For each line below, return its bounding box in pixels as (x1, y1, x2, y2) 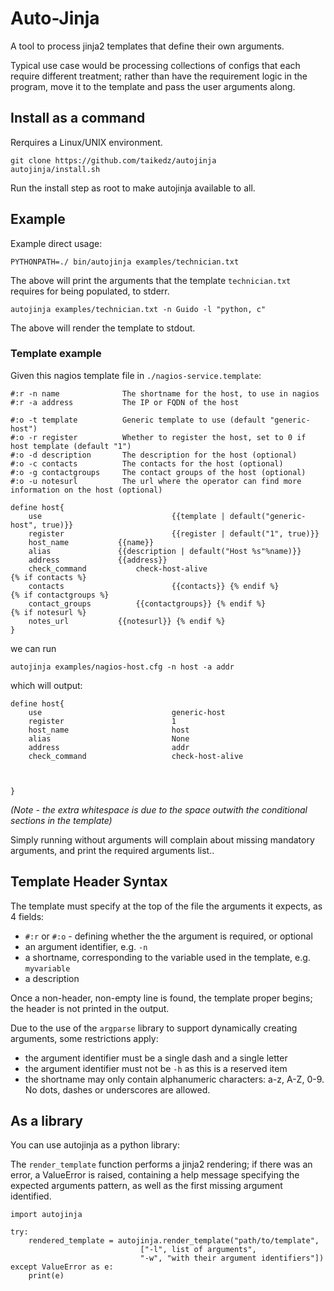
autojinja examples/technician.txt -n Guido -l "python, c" (10, 304, 267, 314)
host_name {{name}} (28, 537, 155, 547)
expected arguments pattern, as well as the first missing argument (10, 1180, 283, 1192)
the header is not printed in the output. (10, 1002, 170, 1014)
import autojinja (10, 1210, 83, 1220)
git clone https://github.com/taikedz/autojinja (10, 155, 217, 166)
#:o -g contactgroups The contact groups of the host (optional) (10, 467, 307, 477)
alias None (28, 733, 190, 744)
